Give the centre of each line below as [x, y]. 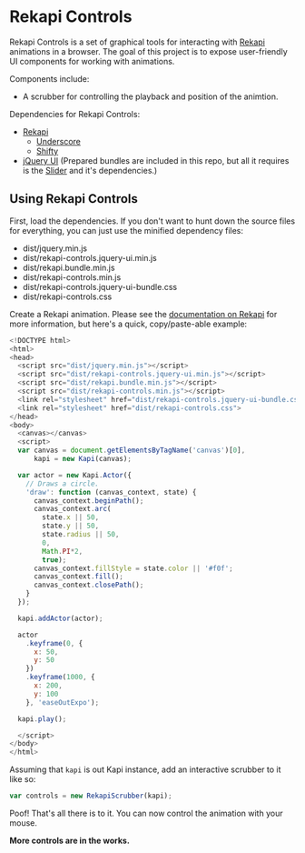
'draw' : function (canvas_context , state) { [111, 492]
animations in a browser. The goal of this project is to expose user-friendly [148, 51]
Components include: [49, 78]
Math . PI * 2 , [63, 551]
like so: [23, 779]
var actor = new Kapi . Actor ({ [74, 475]
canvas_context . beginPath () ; [89, 501]
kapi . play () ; [42, 719]
